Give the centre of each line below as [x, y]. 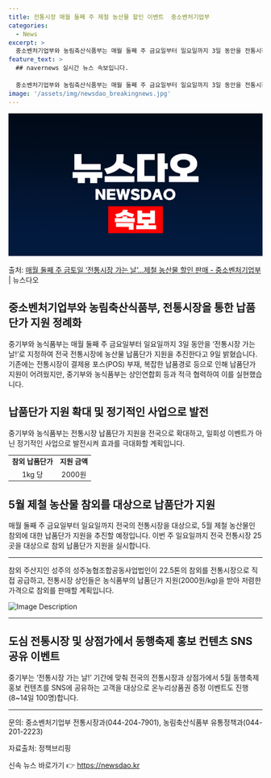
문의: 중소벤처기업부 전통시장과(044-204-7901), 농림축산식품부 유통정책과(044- [135, 722]
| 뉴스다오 [24, 280]
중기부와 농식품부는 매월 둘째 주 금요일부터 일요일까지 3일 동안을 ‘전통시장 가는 [132, 343]
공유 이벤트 [34, 657]
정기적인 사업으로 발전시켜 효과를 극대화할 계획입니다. [101, 443]
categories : [28, 25]
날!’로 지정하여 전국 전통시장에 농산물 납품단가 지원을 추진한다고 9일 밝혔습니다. [133, 354]
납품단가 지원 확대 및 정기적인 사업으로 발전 [108, 412]
